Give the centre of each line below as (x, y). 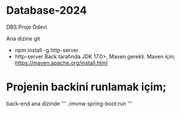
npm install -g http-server (47, 50)
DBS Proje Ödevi (27, 27)
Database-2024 (46, 10)
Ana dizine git (23, 38)
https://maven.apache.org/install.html (61, 63)
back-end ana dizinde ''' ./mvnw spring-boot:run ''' (70, 103)
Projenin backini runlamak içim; (86, 87)
